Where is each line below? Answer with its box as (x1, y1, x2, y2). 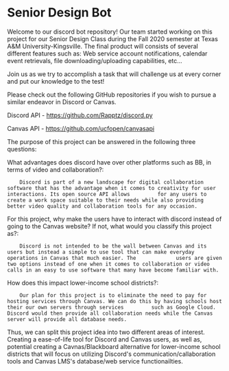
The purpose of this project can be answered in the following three (7, 137, 196, 145)
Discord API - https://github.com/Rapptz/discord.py (7, 111, 153, 119)
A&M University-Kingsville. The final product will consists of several (7, 42, 199, 50)
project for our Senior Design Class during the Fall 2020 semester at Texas (7, 34, 218, 43)
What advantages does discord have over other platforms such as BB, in (7, 158, 211, 166)
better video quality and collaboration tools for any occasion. (7, 202, 197, 210)
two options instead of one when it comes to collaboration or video (7, 261, 210, 267)
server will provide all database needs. (7, 315, 128, 323)
